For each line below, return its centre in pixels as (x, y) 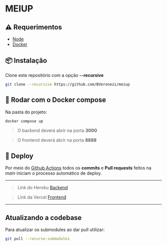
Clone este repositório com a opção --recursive (54, 75)
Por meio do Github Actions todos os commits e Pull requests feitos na (78, 168)
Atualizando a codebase (43, 218)
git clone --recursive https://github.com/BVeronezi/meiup (68, 84)
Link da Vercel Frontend (42, 197)
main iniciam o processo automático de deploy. (53, 173)
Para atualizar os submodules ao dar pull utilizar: (55, 230)
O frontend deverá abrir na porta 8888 (57, 140)
